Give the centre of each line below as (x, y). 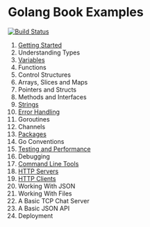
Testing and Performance (54, 149)
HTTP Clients (37, 178)
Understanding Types (49, 52)
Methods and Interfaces (52, 97)
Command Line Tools (48, 163)
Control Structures (44, 75)
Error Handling (39, 112)
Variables (31, 59)
